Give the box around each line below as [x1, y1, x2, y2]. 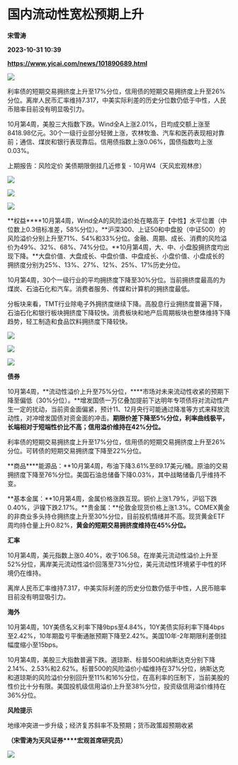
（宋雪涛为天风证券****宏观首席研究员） [7, 736, 127, 744]
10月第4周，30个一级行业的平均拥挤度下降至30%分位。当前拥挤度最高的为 [7, 276, 226, 284]
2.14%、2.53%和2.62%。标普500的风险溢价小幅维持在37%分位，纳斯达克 [7, 664, 225, 673]
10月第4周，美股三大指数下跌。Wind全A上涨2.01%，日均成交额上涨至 [7, 120, 210, 128]
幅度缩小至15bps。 [7, 640, 62, 649]
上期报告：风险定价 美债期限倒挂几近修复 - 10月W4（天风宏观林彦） [7, 161, 206, 170]
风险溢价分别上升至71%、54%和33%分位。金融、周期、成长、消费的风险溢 [7, 234, 227, 242]
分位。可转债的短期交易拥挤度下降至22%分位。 [7, 446, 145, 455]
